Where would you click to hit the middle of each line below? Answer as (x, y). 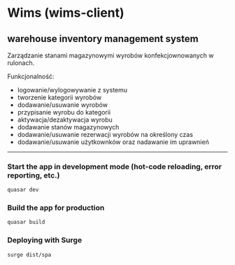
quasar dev (23, 190)
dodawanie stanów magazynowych (68, 127)
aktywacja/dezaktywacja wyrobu (65, 120)
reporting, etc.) (34, 175)
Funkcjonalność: (31, 76)
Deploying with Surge (45, 241)
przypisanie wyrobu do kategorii (64, 112)
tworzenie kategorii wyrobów (59, 97)
